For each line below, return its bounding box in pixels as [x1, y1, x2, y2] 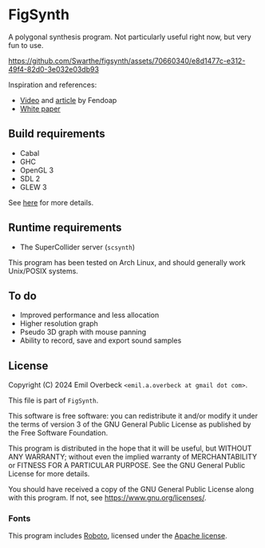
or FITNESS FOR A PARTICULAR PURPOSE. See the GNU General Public [8, 461, 246, 471]
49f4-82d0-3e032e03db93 [8, 64, 100, 73]
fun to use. [8, 40, 44, 50]
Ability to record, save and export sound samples [19, 336, 182, 345]
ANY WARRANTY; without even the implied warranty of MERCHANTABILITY [8, 452, 258, 462]
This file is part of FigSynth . [8, 395, 99, 405]
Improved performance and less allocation [19, 310, 160, 320]
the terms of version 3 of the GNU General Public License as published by [8, 419, 251, 429]
